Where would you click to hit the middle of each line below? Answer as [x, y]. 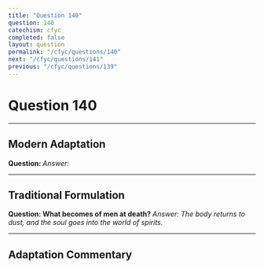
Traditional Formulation [67, 195]
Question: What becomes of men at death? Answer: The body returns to [127, 214]
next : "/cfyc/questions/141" [56, 60]
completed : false [37, 37]
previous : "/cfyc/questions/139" [63, 67]
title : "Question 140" [45, 15]
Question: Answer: [38, 163]
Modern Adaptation [57, 144]
